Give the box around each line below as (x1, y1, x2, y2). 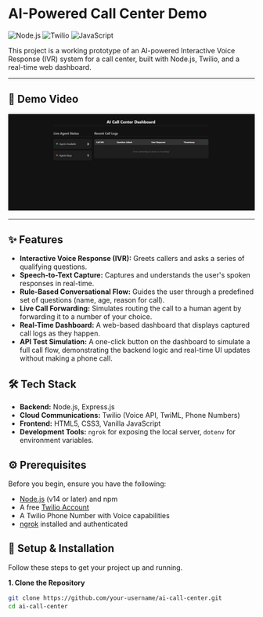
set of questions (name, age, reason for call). (19, 296, 165, 305)
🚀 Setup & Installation (8, 542, 115, 555)
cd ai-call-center (8, 602, 68, 610)
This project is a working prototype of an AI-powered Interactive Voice (8, 45, 236, 55)
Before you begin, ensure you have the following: (8, 479, 167, 488)
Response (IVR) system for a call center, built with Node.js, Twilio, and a (8, 54, 240, 64)
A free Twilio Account (19, 503, 90, 512)
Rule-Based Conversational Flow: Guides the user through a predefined (19, 287, 254, 296)
